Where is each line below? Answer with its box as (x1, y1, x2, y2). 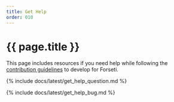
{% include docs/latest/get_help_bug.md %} (6, 89, 115, 96)
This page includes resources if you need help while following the (6, 60, 168, 67)
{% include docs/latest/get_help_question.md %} (6, 78, 127, 85)
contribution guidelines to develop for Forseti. (6, 66, 118, 73)
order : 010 (6, 14, 33, 20)
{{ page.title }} (6, 40, 80, 54)
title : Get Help (6, 8, 47, 15)
